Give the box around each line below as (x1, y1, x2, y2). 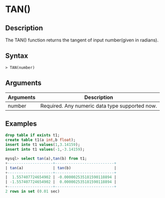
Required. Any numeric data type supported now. (40, 102, 157, 109)
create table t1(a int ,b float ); (5, 137, 76, 142)
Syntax (5, 52, 28, 60)
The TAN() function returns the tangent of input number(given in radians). (5, 37, 158, 43)
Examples (5, 120, 37, 128)
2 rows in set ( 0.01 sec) (5, 189, 60, 194)
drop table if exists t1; (5, 133, 60, 138)
